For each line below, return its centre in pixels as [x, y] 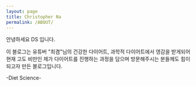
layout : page [22, 11]
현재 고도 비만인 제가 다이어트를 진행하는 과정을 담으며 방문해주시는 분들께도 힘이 [98, 59]
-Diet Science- [24, 78]
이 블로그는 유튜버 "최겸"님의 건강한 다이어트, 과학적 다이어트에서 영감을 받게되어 [98, 52]
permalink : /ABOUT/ [30, 22]
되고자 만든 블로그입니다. [34, 66]
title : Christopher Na [34, 17]
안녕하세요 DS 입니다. [31, 40]
